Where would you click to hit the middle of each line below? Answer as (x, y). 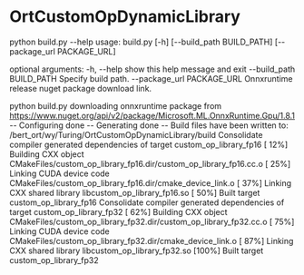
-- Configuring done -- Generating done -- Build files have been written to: (149, 125)
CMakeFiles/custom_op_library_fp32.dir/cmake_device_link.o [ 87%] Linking (152, 241)
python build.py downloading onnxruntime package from (116, 105)
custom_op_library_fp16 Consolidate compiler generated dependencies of (147, 202)
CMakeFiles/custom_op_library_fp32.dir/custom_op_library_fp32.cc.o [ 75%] (152, 221)
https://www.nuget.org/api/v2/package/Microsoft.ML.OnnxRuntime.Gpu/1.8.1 (152, 115)
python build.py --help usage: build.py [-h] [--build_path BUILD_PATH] (141, 42)
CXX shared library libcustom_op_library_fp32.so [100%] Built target (137, 250)
